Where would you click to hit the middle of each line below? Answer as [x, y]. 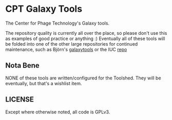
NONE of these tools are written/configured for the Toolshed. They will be [83, 78]
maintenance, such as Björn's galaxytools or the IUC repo [66, 49]
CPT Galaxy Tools [44, 9]
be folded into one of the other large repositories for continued [72, 44]
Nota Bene [22, 65]
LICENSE [20, 100]
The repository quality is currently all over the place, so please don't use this [86, 33]
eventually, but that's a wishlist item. [44, 83]
